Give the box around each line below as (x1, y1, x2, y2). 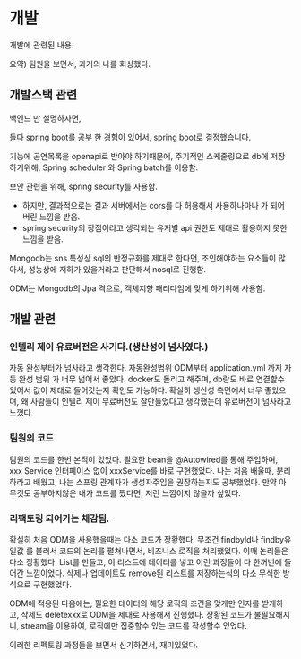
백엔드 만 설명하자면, (9, 113, 82, 124)
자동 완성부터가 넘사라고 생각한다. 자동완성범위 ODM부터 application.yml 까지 (9, 363, 283, 373)
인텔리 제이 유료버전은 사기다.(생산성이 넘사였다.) (9, 341, 209, 354)
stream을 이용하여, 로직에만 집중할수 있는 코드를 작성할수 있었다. (21, 620, 247, 631)
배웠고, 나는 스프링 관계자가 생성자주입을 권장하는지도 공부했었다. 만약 (32, 476, 278, 487)
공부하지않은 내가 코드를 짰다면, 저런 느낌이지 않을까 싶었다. (32, 487, 242, 498)
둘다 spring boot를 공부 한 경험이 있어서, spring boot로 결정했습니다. (9, 132, 252, 142)
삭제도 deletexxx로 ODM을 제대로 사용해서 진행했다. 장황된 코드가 (21, 610, 253, 620)
